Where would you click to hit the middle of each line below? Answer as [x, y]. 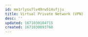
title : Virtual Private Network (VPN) [44, 14]
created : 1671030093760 [29, 27]
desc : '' [14, 18]
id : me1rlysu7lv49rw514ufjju [35, 9]
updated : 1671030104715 [29, 23]
